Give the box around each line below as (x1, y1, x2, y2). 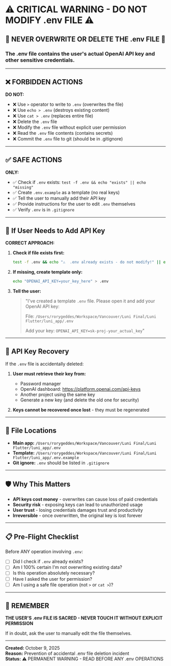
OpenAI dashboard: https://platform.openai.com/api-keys (20, 386, 141, 392)
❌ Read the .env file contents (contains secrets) (12, 130, 113, 136)
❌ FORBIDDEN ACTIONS (5, 78, 83, 86)
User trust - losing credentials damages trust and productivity (12, 507, 144, 513)
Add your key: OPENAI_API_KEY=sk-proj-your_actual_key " (25, 328, 145, 334)
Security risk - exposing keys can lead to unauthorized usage (12, 502, 143, 508)
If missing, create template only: (12, 269, 83, 275)
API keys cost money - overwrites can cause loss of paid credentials (12, 496, 158, 502)
